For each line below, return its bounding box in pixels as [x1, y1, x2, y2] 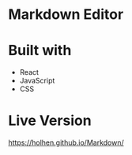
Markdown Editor [8, 6, 124, 24]
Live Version [8, 112, 92, 130]
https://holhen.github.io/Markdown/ [8, 138, 124, 147]
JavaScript [19, 76, 55, 86]
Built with [8, 42, 72, 60]
